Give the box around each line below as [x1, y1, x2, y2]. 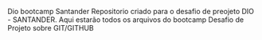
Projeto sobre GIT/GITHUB [7, 24, 94, 32]
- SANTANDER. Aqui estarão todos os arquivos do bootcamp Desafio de [7, 15, 244, 24]
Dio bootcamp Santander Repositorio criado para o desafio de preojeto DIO [7, 7, 255, 16]
